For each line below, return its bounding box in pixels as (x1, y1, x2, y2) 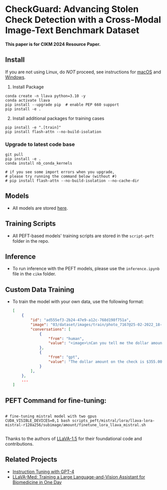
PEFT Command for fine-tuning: (5, 396, 107, 405)
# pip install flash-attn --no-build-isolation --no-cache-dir (5, 178, 140, 183)
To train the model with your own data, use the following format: (12, 299, 144, 305)
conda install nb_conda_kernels (5, 161, 72, 166)
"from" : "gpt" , (48, 355, 80, 360)
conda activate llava (5, 98, 50, 103)
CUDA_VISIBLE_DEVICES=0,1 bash (5, 418, 70, 423)
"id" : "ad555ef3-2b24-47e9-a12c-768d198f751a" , (30, 318, 131, 323)
